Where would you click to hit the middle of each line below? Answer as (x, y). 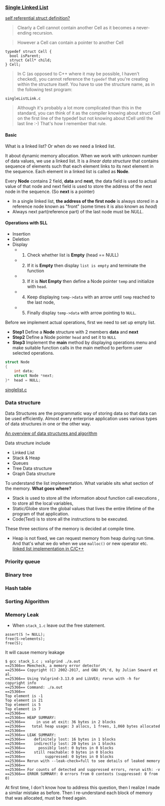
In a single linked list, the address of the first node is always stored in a (85, 201)
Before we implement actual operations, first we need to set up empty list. (80, 322)
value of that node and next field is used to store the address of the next (79, 186)
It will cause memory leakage (35, 653)
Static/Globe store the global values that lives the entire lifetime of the (83, 509)
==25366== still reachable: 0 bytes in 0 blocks (59, 753)
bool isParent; (25, 56)
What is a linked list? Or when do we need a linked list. (60, 146)
